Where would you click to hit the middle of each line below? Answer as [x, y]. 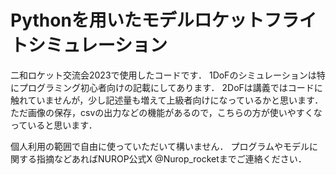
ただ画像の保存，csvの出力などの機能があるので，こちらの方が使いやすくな [166, 112]
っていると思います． [54, 125]
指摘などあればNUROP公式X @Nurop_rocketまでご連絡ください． [171, 158]
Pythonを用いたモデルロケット [137, 20]
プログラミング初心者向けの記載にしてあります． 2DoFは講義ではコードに [170, 87]
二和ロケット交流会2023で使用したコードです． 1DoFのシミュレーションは [163, 75]
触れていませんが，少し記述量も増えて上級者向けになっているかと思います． [167, 100]
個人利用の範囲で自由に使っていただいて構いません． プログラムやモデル [160, 146]
